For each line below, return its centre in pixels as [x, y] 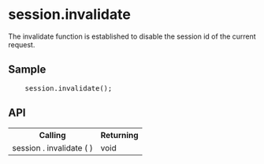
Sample [27, 70]
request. [22, 44]
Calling [52, 135]
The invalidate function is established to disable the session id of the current [132, 36]
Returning [120, 135]
